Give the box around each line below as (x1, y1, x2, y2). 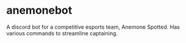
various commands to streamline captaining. (6, 29, 118, 36)
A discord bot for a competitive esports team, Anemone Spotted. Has (6, 23, 180, 30)
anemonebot (6, 4, 73, 17)
